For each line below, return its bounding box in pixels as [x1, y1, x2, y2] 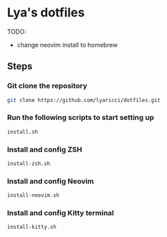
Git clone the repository [7, 81, 88, 90]
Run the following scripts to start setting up [7, 113, 154, 123]
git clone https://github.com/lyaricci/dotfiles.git [7, 97, 161, 103]
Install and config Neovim [7, 176, 94, 186]
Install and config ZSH [7, 145, 83, 154]
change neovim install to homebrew [16, 40, 118, 49]
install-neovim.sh [7, 192, 60, 199]
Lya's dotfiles [7, 5, 85, 21]
